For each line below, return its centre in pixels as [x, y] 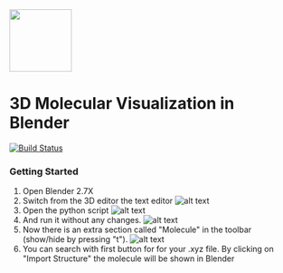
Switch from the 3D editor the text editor [98, 201]
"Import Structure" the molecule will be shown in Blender [128, 258]
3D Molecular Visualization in [122, 104]
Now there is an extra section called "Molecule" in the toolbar [137, 229]
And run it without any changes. [82, 220]
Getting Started [44, 171]
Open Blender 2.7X [58, 191]
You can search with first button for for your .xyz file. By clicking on [148, 249]
